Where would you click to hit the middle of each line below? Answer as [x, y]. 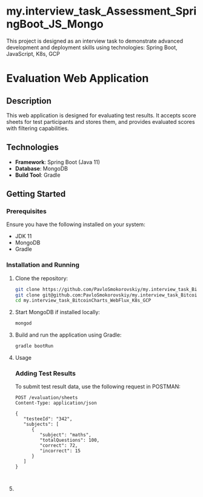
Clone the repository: [42, 278]
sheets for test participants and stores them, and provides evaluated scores [101, 122]
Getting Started [36, 194]
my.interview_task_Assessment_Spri [101, 11]
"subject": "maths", [66, 435]
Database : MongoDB [42, 168]
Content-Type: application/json [56, 403]
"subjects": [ [41, 424]
